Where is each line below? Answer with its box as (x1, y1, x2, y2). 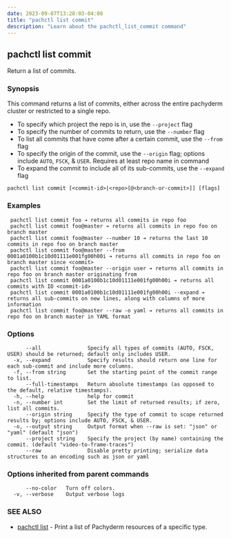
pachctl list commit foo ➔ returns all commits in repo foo (10, 217, 187, 223)
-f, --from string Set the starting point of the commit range (13, 369, 217, 376)
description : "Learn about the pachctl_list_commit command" (7, 23, 187, 30)
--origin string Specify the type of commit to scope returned (25, 411, 224, 418)
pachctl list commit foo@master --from (10, 246, 125, 254)
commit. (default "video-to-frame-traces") (7, 441, 134, 448)
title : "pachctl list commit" (7, 17, 94, 23)
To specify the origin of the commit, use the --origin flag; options (17, 150, 205, 158)
